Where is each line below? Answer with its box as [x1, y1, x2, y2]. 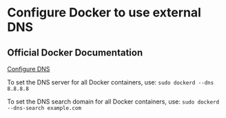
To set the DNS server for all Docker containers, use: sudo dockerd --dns [7, 78, 214, 86]
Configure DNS [7, 65, 50, 73]
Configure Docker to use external [7, 5, 202, 21]
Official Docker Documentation [7, 47, 143, 58]
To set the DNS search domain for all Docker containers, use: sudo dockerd [7, 97, 219, 106]
